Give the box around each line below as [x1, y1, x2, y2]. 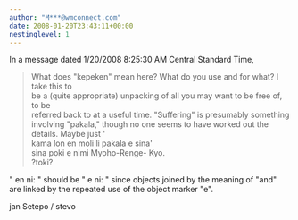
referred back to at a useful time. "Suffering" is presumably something [30, 109, 290, 121]
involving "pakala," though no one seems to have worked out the [30, 119, 269, 130]
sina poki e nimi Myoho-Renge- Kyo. [30, 148, 166, 158]
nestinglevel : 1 [9, 30, 70, 38]
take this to [30, 81, 73, 92]
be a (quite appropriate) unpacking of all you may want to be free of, [30, 90, 283, 101]
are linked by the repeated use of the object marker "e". [9, 184, 214, 195]
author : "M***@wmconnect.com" [9, 13, 122, 22]
